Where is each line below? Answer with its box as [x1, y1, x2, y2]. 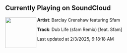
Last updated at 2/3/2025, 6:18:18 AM [37, 36, 114, 42]
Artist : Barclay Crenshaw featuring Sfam [37, 17, 121, 23]
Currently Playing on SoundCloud [5, 4, 111, 12]
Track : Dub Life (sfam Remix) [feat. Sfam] [37, 26, 123, 32]
